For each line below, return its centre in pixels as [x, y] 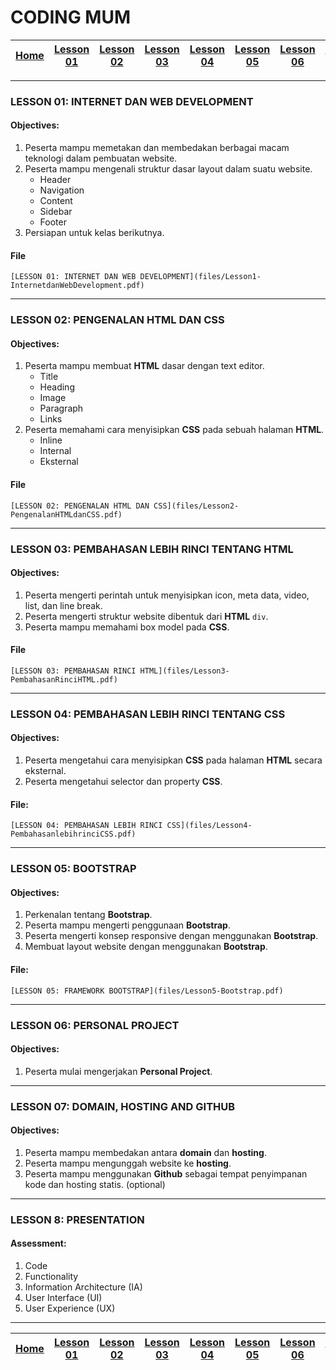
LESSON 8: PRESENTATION [77, 1219]
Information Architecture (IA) [83, 1287]
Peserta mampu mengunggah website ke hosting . [128, 1163]
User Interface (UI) [63, 1297]
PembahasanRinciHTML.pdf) [64, 679]
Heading [57, 387]
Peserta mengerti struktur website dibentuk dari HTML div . [146, 616]
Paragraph [61, 408]
